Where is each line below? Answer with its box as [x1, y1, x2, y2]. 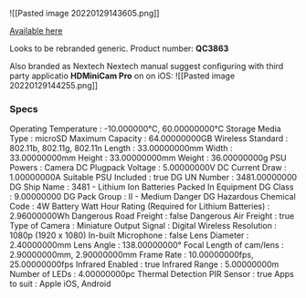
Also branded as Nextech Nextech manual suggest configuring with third [9, 61, 284, 71]
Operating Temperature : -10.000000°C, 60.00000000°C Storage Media [9, 123, 281, 135]
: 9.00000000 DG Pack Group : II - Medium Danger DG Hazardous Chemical [9, 191, 297, 202]
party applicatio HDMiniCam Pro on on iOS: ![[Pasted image [9, 70, 236, 81]
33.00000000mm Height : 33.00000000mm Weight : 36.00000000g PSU [9, 152, 287, 163]
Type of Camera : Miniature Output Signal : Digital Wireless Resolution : [9, 221, 277, 231]
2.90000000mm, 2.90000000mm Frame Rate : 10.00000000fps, [9, 250, 254, 261]
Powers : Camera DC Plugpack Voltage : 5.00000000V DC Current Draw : [9, 162, 287, 173]
